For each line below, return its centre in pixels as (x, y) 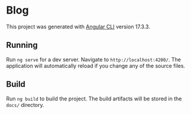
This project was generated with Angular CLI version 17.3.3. (78, 27)
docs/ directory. (25, 105)
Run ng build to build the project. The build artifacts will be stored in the (94, 99)
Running (22, 45)
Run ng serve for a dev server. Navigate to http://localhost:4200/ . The (94, 59)
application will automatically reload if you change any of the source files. (96, 66)
